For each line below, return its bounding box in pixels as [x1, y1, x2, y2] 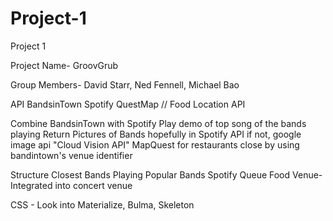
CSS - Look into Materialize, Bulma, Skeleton [10, 198, 195, 211]
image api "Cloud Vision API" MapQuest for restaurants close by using [10, 138, 300, 151]
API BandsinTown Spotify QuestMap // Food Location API [10, 98, 246, 110]
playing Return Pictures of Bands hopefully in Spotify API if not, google [10, 128, 302, 140]
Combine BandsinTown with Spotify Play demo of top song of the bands [10, 117, 307, 129]
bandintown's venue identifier [10, 149, 133, 161]
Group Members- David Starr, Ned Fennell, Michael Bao [10, 78, 240, 91]
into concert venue [54, 179, 133, 191]
